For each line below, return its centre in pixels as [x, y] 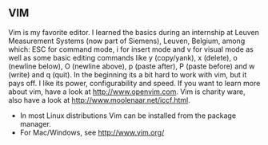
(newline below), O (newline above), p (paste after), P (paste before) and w [132, 66]
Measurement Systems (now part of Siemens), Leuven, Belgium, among [127, 41]
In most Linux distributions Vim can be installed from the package [128, 116]
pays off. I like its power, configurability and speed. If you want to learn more [134, 83]
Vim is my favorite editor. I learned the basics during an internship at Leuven [134, 32]
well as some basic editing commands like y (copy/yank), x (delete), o [123, 57]
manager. [36, 123]
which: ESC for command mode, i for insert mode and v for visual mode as [131, 49]
